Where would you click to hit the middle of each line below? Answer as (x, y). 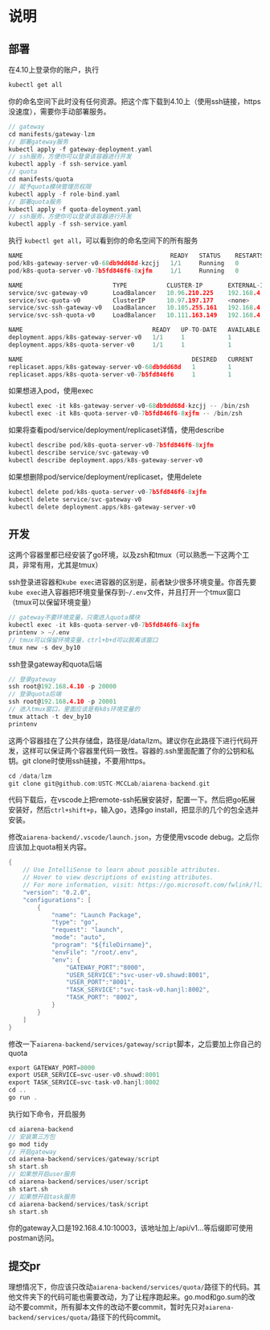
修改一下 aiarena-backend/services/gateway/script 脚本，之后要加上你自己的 (135, 1044)
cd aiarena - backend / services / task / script (79, 1204)
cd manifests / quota (41, 179)
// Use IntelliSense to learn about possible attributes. (122, 870)
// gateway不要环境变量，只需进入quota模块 (74, 617)
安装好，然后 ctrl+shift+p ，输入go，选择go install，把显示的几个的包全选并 (134, 810)
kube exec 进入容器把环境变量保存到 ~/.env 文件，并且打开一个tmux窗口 (125, 592)
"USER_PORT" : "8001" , (100, 983)
